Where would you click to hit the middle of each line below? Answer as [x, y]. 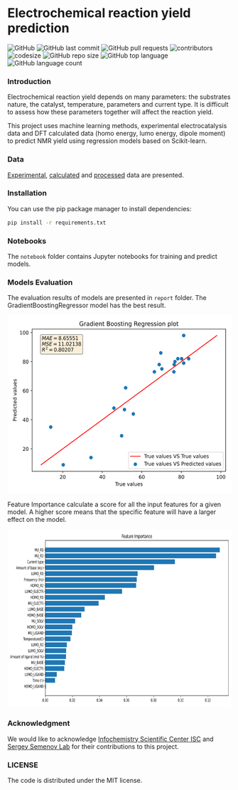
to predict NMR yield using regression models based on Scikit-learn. [107, 141]
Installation [27, 193]
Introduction [29, 81]
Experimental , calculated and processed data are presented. [96, 175]
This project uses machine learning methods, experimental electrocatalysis [117, 126]
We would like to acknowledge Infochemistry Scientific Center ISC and [111, 739]
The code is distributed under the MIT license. [75, 780]
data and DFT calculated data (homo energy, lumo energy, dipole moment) [117, 134]
